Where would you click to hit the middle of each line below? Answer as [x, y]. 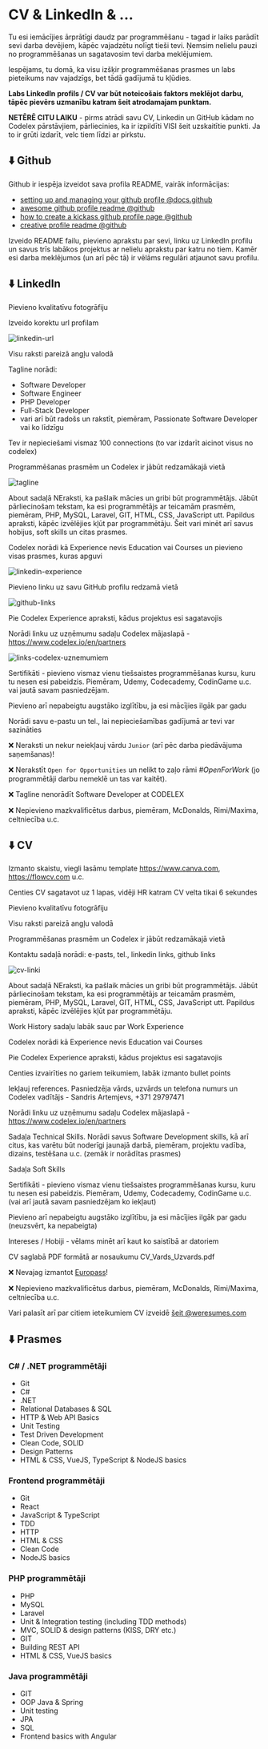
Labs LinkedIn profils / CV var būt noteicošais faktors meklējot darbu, [126, 93]
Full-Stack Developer [54, 410]
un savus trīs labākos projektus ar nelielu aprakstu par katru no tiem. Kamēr [133, 249]
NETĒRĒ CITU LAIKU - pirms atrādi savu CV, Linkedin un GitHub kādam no [131, 117]
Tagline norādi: [33, 369]
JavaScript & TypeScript [60, 1515]
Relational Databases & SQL [66, 1409]
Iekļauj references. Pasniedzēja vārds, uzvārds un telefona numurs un [123, 1089]
